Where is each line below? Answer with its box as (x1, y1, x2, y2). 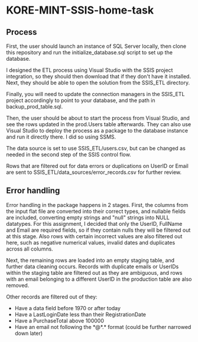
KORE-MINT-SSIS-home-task (6, 4, 154, 17)
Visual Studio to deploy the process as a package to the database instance (6, 127, 188, 134)
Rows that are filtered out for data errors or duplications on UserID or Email (6, 163, 189, 169)
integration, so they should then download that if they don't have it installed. (6, 73, 191, 80)
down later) (14, 330, 43, 337)
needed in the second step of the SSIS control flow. (6, 151, 131, 158)
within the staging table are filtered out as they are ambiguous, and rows (6, 269, 183, 276)
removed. (6, 281, 30, 289)
